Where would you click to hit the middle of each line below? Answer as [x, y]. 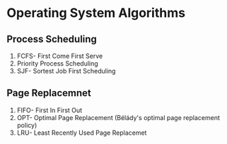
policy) [27, 125]
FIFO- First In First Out [50, 110]
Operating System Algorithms [96, 13]
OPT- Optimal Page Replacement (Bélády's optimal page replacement [118, 117]
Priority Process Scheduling [57, 64]
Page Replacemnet [49, 93]
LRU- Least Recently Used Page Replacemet [82, 133]
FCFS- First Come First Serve [60, 56]
